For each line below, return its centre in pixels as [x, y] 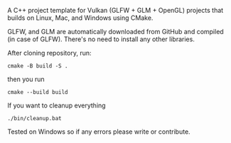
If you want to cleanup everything [57, 105]
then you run [26, 79]
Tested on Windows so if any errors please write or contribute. [99, 132]
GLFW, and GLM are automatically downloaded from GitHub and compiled [116, 32]
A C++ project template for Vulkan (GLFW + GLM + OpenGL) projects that [116, 10]
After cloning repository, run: [49, 53]
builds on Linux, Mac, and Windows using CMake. [80, 18]
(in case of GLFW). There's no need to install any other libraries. [101, 39]
